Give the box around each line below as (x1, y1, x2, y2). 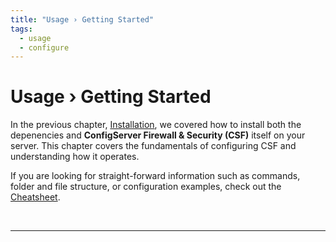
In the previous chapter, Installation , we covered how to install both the (10, 119, 302, 131)
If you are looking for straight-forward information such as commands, (10, 170, 301, 182)
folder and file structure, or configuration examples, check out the (10, 181, 282, 193)
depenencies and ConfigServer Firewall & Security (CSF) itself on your (10, 129, 306, 141)
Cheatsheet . (10, 191, 61, 203)
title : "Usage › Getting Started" (10, 14, 155, 25)
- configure (19, 42, 70, 53)
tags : (10, 24, 33, 34)
